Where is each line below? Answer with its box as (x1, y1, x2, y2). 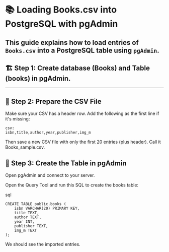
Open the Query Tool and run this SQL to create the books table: (5, 182, 139, 188)
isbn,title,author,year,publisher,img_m (5, 130, 92, 135)
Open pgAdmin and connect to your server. (5, 172, 95, 178)
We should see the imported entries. (5, 241, 80, 247)
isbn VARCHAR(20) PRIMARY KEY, (14, 206, 80, 211)
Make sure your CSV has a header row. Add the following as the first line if (5, 110, 159, 116)
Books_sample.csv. (5, 144, 45, 150)
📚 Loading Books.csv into (5, 4, 117, 16)
